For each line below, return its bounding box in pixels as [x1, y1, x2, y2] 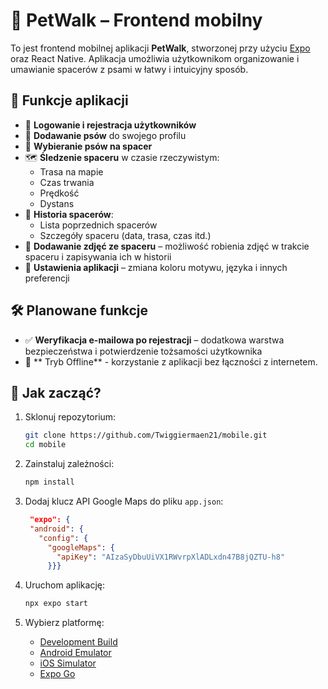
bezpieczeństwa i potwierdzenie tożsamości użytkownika [24, 345, 263, 357]
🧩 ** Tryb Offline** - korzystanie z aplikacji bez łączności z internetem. [24, 355, 318, 368]
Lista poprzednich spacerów [39, 219, 158, 231]
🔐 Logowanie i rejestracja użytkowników [24, 119, 197, 131]
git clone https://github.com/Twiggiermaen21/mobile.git [24, 430, 268, 441]
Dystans [39, 197, 75, 209]
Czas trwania [39, 176, 95, 188]
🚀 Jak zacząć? [10, 384, 102, 401]
